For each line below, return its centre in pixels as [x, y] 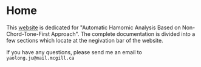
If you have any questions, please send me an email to [74, 52]
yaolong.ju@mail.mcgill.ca [40, 58]
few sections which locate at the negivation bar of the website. [85, 40]
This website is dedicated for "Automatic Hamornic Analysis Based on [94, 27]
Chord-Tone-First [28, 33]
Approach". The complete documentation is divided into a [123, 33]
